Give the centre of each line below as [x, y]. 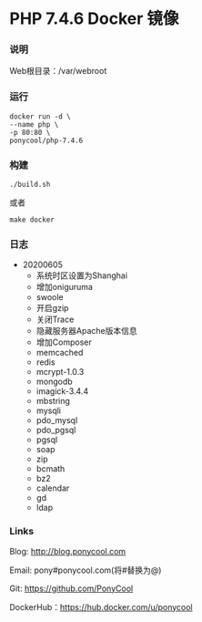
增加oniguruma [65, 287]
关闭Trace [55, 319]
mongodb [54, 382]
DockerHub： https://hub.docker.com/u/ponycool [101, 606]
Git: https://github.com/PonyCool [71, 588]
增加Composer [64, 342]
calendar [53, 488]
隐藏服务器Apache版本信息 [87, 331]
